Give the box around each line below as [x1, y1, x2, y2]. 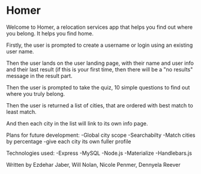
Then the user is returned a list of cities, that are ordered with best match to [6, 101, 193, 109]
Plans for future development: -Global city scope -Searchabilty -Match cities [6, 131, 196, 139]
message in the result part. [6, 72, 73, 79]
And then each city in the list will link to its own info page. [6, 119, 148, 127]
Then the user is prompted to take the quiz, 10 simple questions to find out [6, 83, 190, 91]
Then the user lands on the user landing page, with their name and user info [6, 59, 194, 67]
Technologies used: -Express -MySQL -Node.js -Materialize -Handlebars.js [6, 149, 192, 157]
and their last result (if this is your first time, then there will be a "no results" [6, 65, 193, 73]
